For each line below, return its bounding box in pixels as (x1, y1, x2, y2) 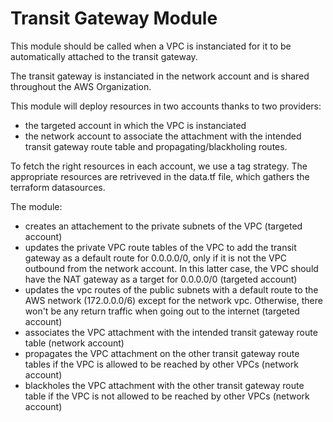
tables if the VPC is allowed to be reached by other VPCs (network (24, 358, 299, 370)
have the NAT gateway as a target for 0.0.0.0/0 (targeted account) (24, 273, 298, 285)
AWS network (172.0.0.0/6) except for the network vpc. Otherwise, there (24, 294, 323, 306)
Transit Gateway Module (10, 7, 218, 30)
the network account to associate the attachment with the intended (24, 130, 302, 142)
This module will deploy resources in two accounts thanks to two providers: (10, 100, 322, 112)
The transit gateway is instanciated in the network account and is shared (10, 70, 310, 82)
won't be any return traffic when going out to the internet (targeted (24, 305, 300, 317)
